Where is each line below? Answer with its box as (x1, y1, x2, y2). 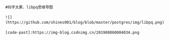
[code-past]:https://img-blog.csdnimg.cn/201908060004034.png (5, 30, 140, 35)
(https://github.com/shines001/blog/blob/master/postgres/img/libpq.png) (5, 20, 165, 25)
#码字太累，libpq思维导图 (5, 5, 53, 10)
